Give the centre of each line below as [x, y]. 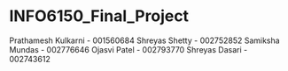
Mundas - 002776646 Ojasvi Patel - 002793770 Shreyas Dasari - [128, 49]
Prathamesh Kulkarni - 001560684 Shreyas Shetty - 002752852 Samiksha [145, 40]
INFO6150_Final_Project [99, 16]
